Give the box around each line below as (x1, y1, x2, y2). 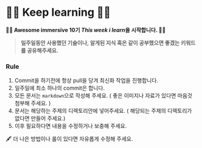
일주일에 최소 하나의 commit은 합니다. (14, 84, 105, 92)
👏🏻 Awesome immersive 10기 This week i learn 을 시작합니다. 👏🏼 (5, 26, 166, 33)
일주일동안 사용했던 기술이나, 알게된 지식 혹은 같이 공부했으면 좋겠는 (20, 39, 180, 46)
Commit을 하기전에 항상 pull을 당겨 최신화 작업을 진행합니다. (14, 77, 159, 84)
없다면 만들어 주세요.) (14, 115, 66, 122)
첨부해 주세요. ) (14, 99, 51, 107)
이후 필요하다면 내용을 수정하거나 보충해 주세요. (14, 123, 127, 130)
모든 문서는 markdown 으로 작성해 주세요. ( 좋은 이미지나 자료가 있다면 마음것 (14, 92, 193, 99)
